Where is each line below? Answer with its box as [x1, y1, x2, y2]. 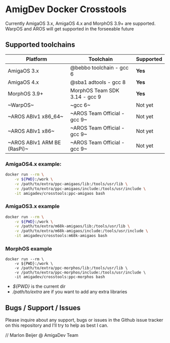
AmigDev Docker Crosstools [5, 4, 127, 15]
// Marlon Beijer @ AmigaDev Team [5, 332, 78, 338]
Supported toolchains [5, 41, 75, 49]
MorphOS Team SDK [70, 87, 120, 94]
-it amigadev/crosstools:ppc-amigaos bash [14, 191, 105, 196]
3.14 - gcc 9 [70, 93, 101, 100]
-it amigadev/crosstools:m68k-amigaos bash [14, 233, 108, 238]
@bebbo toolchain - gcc [70, 64, 129, 71]
